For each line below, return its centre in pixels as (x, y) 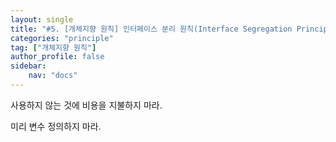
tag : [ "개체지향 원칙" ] (53, 47)
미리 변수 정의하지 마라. (56, 126)
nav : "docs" (53, 76)
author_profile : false (57, 57)
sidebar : (28, 66)
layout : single (42, 19)
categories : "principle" (62, 38)
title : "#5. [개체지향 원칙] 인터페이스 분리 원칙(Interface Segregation (151, 29)
